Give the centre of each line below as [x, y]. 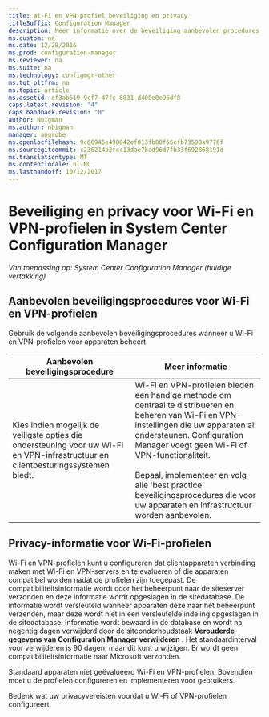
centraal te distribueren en [185, 405]
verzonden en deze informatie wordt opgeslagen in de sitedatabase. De [126, 596]
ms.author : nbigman [41, 127]
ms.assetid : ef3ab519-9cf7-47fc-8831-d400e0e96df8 [94, 98]
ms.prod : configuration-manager [62, 53]
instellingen [157, 425]
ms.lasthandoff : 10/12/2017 [55, 172]
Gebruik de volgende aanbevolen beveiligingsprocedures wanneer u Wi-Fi [131, 333]
